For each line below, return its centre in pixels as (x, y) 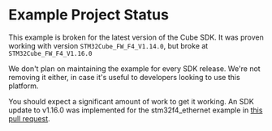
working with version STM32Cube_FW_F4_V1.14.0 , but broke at (108, 45)
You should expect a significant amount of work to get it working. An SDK (131, 101)
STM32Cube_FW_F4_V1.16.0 (50, 53)
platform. (24, 86)
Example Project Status (89, 15)
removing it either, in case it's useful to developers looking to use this (125, 77)
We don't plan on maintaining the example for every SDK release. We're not (135, 68)
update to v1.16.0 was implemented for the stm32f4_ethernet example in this (136, 110)
